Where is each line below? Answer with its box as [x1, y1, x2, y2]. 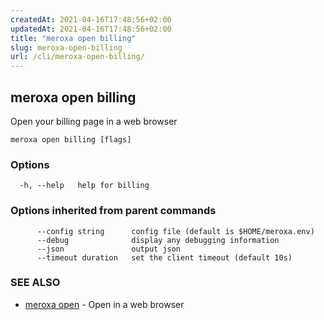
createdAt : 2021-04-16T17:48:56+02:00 [10, 14, 172, 25]
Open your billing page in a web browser [10, 115, 178, 127]
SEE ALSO [10, 276, 61, 290]
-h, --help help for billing [19, 181, 150, 191]
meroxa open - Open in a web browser [24, 298, 185, 310]
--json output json [36, 244, 182, 254]
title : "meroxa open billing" [10, 33, 137, 43]
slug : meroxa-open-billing [10, 42, 123, 53]
